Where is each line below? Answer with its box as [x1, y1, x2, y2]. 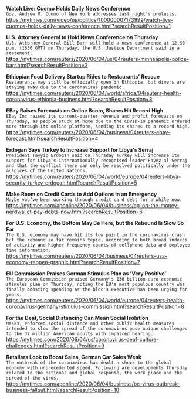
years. [6, 292, 22, 298]
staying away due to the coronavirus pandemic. [6, 84, 125, 90]
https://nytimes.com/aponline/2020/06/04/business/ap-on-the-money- [6, 202, 180, 209]
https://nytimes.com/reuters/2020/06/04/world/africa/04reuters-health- [6, 90, 182, 96]
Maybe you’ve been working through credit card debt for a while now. [6, 197, 183, 203]
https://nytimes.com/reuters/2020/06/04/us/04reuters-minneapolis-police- [6, 56, 190, 62]
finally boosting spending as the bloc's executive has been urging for [6, 287, 188, 292]
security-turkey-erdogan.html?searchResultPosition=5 [6, 179, 138, 186]
